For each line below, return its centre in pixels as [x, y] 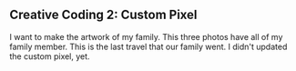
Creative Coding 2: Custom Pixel [103, 15]
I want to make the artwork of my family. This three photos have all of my [146, 36]
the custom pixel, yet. [50, 56]
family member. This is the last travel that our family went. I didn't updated [148, 46]
